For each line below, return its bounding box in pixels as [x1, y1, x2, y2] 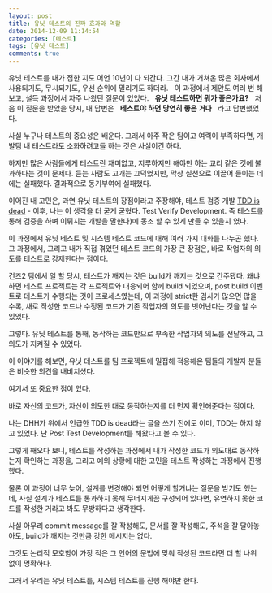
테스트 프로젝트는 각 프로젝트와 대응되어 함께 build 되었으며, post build [23, 281, 248, 291]
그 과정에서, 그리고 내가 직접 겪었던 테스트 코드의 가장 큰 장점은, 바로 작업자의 [8, 244, 253, 253]
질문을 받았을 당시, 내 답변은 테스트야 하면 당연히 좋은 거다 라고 [25, 103, 231, 113]
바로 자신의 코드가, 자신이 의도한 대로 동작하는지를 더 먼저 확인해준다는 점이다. [8, 401, 256, 410]
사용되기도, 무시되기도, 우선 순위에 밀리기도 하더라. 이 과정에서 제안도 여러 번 [8, 83, 255, 93]
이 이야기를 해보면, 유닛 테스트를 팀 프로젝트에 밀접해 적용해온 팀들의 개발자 [8, 357, 247, 366]
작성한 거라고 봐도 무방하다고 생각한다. [23, 504, 145, 513]
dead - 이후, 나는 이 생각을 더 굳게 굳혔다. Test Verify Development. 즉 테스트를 [8, 206, 264, 215]
